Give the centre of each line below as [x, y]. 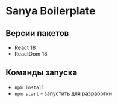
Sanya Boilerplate [51, 11]
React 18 [25, 47]
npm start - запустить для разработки [63, 93]
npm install [29, 87]
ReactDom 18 [31, 54]
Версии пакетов [37, 33]
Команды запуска [42, 73]
